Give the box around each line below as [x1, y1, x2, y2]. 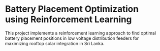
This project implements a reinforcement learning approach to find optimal [5, 30, 156, 36]
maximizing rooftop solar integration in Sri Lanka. [5, 40, 105, 46]
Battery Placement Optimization [5, 3, 139, 15]
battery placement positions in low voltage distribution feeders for [5, 35, 139, 41]
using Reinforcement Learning [5, 14, 132, 25]
